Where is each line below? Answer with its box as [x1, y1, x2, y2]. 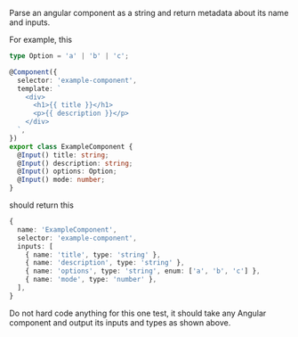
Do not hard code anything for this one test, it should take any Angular [9, 308, 267, 318]
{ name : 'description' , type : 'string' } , [25, 259, 185, 267]
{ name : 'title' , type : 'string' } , [25, 250, 162, 259]
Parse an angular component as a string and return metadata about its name [9, 8, 289, 18]
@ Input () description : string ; [17, 159, 133, 168]
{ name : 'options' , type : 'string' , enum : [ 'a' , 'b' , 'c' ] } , [25, 267, 261, 275]
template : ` [17, 84, 62, 93]
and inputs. [9, 17, 51, 28]
